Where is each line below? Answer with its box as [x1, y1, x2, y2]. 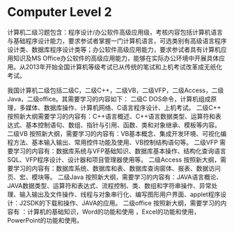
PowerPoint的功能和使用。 [7, 216, 84, 224]
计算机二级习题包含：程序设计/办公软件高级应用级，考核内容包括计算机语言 [7, 28, 224, 36]
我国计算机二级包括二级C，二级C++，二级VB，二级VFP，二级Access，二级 [7, 86, 224, 94]
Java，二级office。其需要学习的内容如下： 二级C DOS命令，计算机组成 [7, 94, 211, 103]
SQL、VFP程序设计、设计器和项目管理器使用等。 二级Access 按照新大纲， [7, 155, 221, 164]
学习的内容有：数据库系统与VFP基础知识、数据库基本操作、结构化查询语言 [13, 146, 226, 155]
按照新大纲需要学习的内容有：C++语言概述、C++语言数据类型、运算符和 [7, 112, 216, 120]
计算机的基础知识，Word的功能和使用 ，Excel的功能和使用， [26, 207, 201, 216]
